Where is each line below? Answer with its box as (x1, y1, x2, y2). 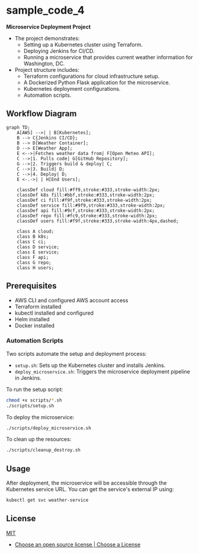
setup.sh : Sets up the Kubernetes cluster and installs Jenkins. (14, 362, 166, 369)
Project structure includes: (14, 66, 80, 73)
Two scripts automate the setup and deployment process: (6, 350, 147, 357)
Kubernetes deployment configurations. (23, 85, 121, 92)
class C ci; (17, 239, 46, 245)
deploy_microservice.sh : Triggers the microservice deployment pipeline (14, 368, 191, 375)
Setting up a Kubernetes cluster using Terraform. (23, 41, 143, 48)
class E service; (17, 249, 60, 255)
